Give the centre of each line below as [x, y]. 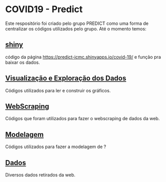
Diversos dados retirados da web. [40, 175]
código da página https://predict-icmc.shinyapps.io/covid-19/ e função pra [83, 57]
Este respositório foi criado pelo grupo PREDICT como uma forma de [77, 23]
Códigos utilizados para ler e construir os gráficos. [58, 90]
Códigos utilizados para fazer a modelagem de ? [56, 147]
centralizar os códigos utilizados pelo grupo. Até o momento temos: [76, 28]
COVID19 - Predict [44, 9]
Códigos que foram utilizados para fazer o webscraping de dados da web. [82, 119]
